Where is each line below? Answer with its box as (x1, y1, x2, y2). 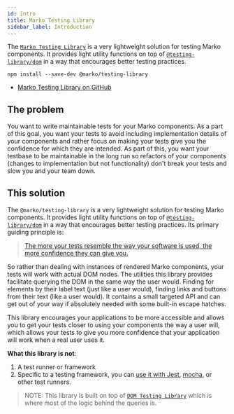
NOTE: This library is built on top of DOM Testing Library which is (24, 392, 212, 399)
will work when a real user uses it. (7, 336, 105, 344)
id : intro (7, 10, 36, 18)
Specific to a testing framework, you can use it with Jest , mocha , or (17, 371, 212, 378)
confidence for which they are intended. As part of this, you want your (7, 144, 210, 153)
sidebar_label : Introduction (7, 23, 92, 30)
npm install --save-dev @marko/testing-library (7, 71, 149, 78)
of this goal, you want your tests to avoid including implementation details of (7, 130, 227, 138)
